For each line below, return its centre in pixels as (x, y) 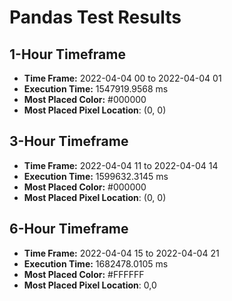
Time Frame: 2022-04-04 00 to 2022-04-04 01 (122, 78)
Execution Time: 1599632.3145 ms (96, 176)
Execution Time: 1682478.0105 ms (96, 263)
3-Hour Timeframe (69, 141)
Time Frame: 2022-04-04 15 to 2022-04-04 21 (121, 253)
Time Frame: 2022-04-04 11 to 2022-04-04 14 (121, 165)
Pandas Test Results (95, 17)
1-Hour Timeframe (67, 54)
